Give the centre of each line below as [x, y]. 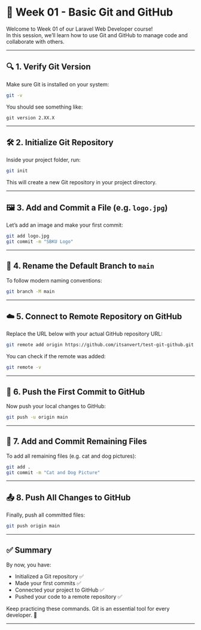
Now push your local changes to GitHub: [56, 406]
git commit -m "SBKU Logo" [40, 242]
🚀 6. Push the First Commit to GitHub [76, 391]
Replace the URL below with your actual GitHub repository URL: [84, 334]
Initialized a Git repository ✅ [49, 576]
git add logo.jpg [28, 236]
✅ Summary [29, 550]
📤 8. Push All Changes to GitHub [68, 497]
